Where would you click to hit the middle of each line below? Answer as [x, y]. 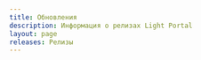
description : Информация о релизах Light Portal [101, 26]
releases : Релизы [41, 42]
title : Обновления [43, 17]
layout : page [33, 34]
